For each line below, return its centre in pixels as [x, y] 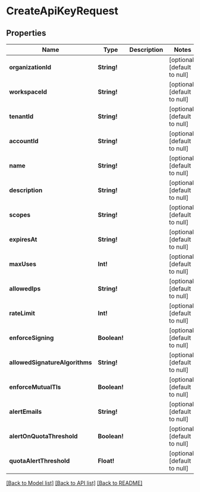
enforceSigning [32, 338]
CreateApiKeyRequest [62, 11]
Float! [106, 461]
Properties [26, 33]
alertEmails [26, 411]
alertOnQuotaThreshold [43, 436]
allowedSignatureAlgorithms [51, 362]
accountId [24, 141]
